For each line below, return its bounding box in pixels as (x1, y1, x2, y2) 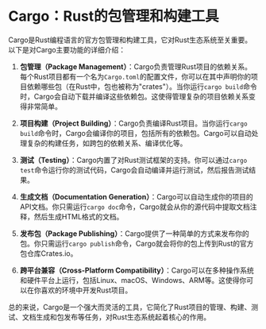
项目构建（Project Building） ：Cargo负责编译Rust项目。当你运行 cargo (19, 118, 248, 128)
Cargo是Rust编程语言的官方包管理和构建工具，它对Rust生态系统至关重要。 (8, 35, 253, 45)
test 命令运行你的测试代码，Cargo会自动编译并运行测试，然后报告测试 (19, 164, 249, 175)
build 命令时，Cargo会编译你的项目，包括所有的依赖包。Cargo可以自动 (19, 128, 252, 137)
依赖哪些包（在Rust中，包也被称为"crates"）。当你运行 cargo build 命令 (26, 81, 257, 91)
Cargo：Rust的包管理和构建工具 (8, 7, 220, 25)
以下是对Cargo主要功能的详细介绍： (8, 45, 126, 54)
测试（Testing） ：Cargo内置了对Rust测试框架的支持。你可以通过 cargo (19, 155, 248, 164)
